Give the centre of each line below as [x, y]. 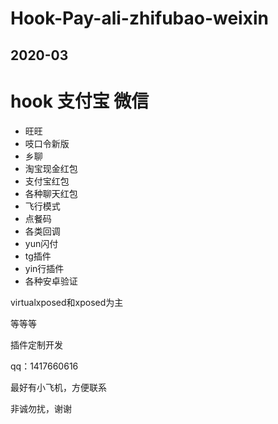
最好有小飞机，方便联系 [58, 387]
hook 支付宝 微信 [80, 101]
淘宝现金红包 [51, 168]
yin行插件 [44, 268]
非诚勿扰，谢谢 [41, 408]
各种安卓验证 [51, 281]
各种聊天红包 [51, 193]
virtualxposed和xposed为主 [67, 302]
